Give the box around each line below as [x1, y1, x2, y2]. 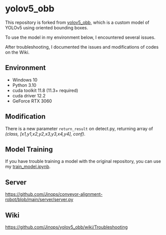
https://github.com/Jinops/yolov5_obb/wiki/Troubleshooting [5, 224, 128, 230]
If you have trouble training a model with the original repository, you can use [5, 158, 162, 164]
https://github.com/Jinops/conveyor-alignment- [5, 191, 103, 197]
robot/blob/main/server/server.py [5, 197, 74, 203]
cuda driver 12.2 [12, 92, 46, 98]
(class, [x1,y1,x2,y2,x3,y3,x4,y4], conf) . [5, 131, 85, 137]
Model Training [5, 145, 53, 154]
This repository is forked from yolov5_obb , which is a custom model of [5, 19, 150, 25]
